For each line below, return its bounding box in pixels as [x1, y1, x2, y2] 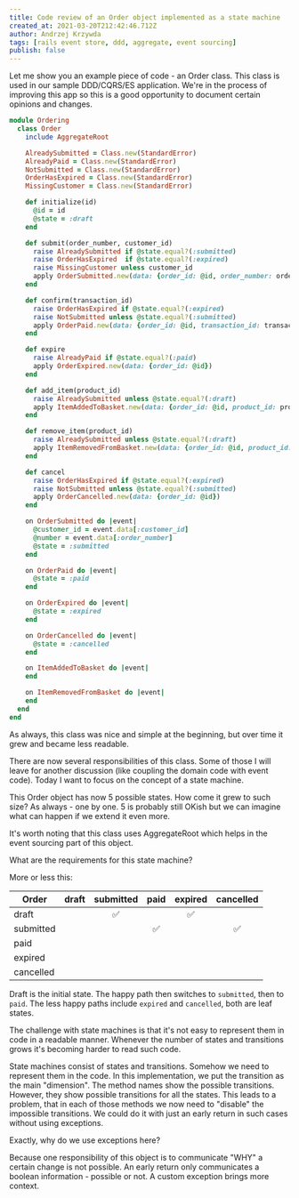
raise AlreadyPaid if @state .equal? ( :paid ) [32, 353, 198, 363]
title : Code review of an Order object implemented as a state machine [9, 12, 280, 22]
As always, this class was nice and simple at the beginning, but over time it [9, 728, 283, 739]
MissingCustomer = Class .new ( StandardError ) [25, 181, 193, 191]
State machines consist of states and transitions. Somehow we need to [9, 1060, 270, 1072]
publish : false [9, 46, 66, 55]
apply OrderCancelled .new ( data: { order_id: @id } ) [32, 493, 221, 502]
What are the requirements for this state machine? [9, 855, 193, 865]
